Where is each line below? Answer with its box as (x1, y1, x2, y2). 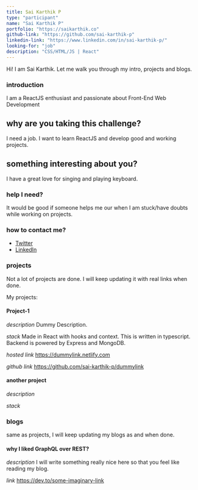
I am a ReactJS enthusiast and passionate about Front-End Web (6, 94, 166, 102)
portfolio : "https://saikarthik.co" (6, 26, 99, 32)
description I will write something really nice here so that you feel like (6, 458, 180, 466)
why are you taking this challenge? (6, 118, 141, 129)
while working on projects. (6, 210, 73, 218)
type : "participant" (6, 15, 59, 21)
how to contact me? (6, 225, 66, 234)
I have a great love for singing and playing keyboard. (6, 175, 138, 182)
